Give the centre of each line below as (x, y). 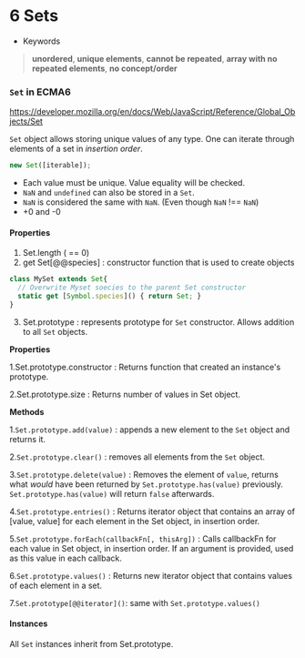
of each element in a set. (56, 585)
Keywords (41, 41)
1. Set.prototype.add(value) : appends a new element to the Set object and (150, 430)
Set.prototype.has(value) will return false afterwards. (112, 493)
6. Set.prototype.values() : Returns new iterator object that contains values (151, 575)
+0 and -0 (41, 212)
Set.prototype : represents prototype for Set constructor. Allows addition (158, 322)
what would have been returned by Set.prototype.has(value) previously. (147, 484)
